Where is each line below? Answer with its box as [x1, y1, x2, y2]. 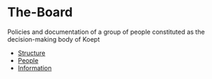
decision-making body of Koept [7, 35, 100, 43]
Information [17, 63, 52, 72]
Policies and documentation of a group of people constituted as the [7, 28, 205, 36]
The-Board [7, 4, 73, 20]
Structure [17, 49, 46, 57]
